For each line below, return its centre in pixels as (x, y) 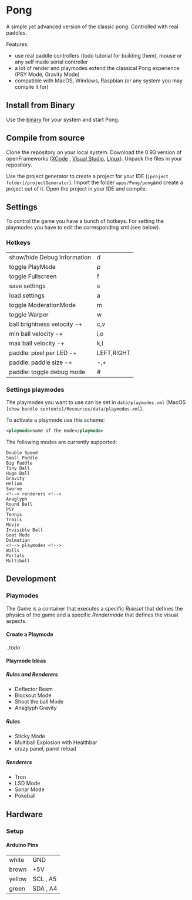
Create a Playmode (30, 634)
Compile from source (46, 138)
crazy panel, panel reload (45, 749)
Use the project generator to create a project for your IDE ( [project (87, 176)
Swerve (14, 489)
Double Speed (22, 453)
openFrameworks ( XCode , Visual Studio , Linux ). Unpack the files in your (94, 158)
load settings (27, 295)
